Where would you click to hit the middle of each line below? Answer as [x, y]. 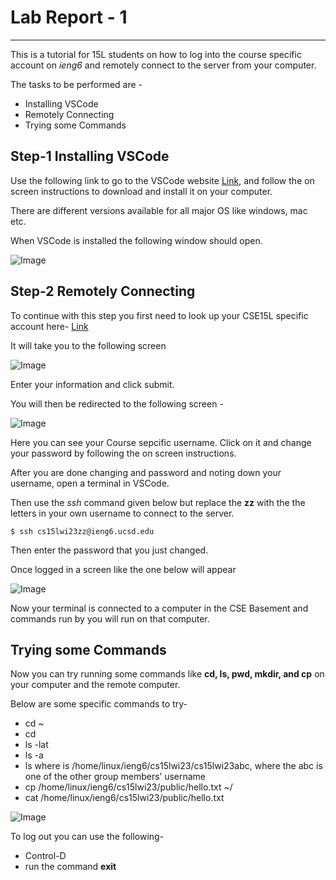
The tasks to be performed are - [76, 84]
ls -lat [36, 745]
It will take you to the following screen [88, 345]
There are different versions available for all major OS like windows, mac [159, 210]
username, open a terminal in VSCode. [90, 483]
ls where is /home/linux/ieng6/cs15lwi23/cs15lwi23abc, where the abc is [173, 766]
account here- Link [49, 326]
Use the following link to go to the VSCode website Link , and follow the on [162, 180]
